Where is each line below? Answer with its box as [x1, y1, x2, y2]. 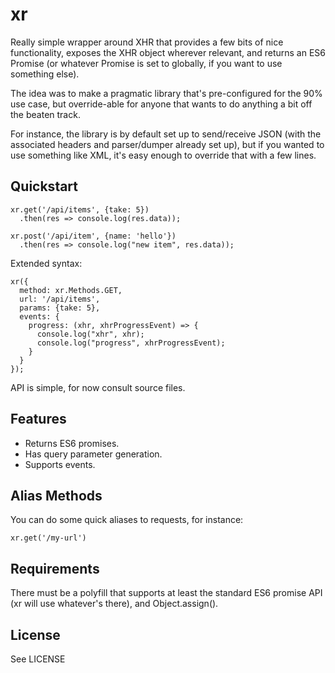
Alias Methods [10, 487, 103, 504]
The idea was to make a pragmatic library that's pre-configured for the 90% [10, 87, 323, 99]
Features [10, 411, 67, 428]
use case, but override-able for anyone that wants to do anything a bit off [10, 98, 313, 110]
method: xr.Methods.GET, [19, 285, 123, 295]
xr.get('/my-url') [10, 533, 87, 543]
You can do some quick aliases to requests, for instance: [10, 514, 244, 526]
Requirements [10, 560, 100, 577]
